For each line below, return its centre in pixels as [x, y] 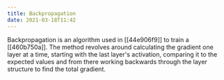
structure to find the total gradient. [57, 69]
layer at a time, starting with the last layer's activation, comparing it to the [112, 54]
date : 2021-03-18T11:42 [42, 20]
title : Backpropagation [42, 13]
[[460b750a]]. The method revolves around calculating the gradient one [110, 47]
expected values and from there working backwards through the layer [107, 61]
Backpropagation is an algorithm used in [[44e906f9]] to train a [98, 39]
